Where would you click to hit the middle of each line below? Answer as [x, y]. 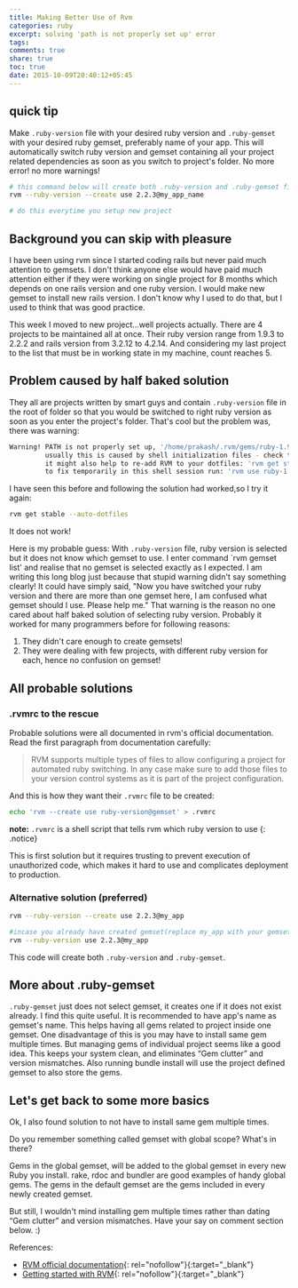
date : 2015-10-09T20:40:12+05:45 [71, 76]
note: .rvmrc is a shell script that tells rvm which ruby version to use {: [137, 828]
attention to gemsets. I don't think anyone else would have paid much [136, 269]
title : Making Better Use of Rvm [71, 17]
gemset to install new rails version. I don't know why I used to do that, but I [145, 298]
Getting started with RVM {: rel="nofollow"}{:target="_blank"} [133, 1274]
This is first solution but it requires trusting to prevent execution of [130, 855]
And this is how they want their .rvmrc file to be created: [112, 796]
